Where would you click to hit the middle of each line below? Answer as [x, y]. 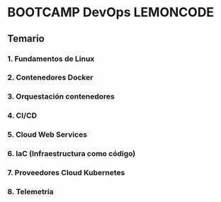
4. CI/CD [22, 116]
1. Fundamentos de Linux [51, 59]
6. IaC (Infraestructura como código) [72, 154]
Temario [26, 39]
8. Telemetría [31, 191]
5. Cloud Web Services [47, 135]
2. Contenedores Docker [50, 77]
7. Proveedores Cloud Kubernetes [66, 173]
